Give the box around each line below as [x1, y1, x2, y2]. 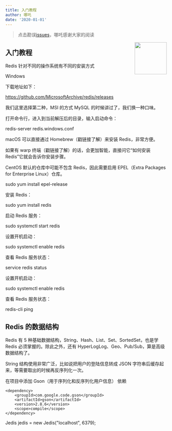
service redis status [5, 265, 47, 271]
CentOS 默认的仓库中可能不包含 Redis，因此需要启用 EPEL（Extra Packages [5, 165, 166, 171]
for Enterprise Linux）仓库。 [5, 171, 65, 177]
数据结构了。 [5, 350, 32, 356]
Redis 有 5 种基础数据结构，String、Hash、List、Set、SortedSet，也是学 [5, 337, 159, 343]
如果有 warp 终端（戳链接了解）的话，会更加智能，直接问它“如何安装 [5, 147, 151, 153]
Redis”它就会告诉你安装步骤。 [5, 153, 69, 160]
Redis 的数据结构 [5, 322, 59, 331]
